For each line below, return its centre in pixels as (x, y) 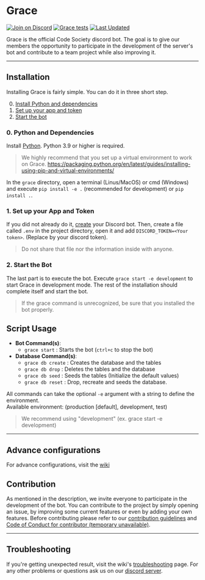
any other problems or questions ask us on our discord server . (85, 570)
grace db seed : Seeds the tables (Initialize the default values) (102, 376)
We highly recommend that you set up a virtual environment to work (106, 158)
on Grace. (34, 164)
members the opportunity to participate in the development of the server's (100, 46)
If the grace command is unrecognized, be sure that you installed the (108, 303)
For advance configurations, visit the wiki (58, 465)
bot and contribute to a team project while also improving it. (81, 52)
